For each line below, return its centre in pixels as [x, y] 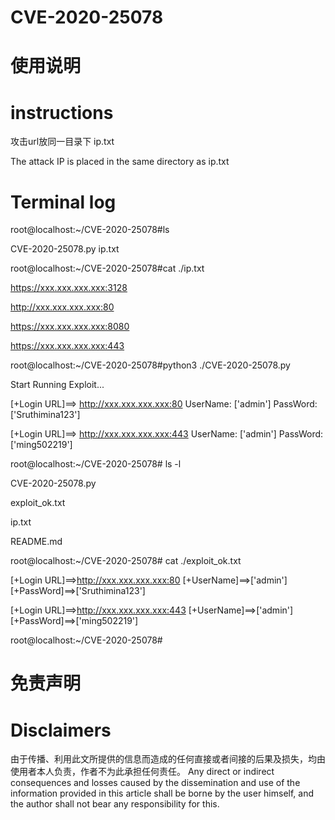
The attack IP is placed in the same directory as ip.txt [120, 162]
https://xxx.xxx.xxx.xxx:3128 [69, 288]
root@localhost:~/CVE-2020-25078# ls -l [96, 464]
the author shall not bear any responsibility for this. [115, 804]
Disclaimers [61, 730]
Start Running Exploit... [57, 385]
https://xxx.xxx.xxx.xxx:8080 [70, 327]
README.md [36, 542]
